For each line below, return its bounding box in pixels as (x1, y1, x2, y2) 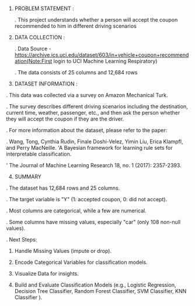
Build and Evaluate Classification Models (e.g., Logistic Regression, (14, 281, 176, 288)
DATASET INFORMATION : (14, 80, 78, 87)
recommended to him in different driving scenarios (14, 23, 137, 29)
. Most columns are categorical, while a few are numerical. (6, 207, 147, 214)
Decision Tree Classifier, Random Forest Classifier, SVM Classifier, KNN (14, 288, 187, 294)
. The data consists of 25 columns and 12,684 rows (14, 69, 138, 75)
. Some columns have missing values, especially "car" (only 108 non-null (6, 219, 181, 225)
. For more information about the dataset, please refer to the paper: (6, 127, 168, 133)
